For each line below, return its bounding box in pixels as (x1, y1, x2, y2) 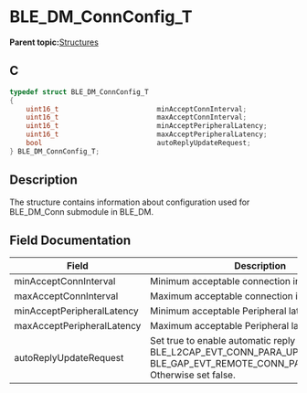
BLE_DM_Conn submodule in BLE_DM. (9, 206, 153, 217)
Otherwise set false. (150, 368, 236, 381)
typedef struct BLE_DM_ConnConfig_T (9, 87, 149, 97)
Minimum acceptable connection (150, 275, 291, 288)
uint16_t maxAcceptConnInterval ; (26, 112, 248, 122)
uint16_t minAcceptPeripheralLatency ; (26, 122, 268, 131)
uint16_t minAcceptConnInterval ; (26, 104, 248, 113)
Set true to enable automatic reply (150, 335, 296, 347)
